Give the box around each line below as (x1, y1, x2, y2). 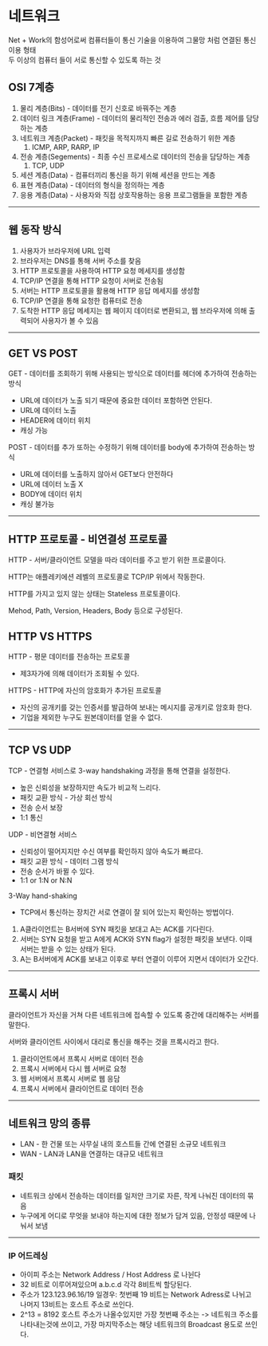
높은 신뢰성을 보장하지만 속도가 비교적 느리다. (19, 782, 161, 792)
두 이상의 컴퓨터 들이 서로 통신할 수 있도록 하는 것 (8, 55, 161, 65)
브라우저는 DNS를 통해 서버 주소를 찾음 (19, 256, 142, 266)
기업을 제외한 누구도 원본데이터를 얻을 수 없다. (19, 713, 164, 722)
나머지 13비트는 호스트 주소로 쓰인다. (19, 1300, 134, 1309)
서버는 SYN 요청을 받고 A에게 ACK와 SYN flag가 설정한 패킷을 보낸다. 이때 (19, 934, 253, 943)
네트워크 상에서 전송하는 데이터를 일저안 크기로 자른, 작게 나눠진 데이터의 (19, 1191, 246, 1200)
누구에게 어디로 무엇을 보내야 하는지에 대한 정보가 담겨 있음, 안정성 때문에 (19, 1210, 248, 1220)
